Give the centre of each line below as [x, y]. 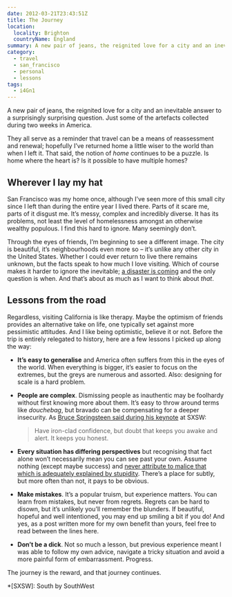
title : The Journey [35, 20]
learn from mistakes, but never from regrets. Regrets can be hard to [113, 502]
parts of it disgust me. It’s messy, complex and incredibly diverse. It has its [113, 213]
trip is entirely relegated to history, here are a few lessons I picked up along [114, 339]
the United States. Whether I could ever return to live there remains [103, 256]
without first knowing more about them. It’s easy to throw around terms [118, 403]
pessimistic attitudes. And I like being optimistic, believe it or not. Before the [115, 331]
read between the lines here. [58, 531]
